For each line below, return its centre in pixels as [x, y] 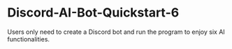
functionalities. [29, 39]
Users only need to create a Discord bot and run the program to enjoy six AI [116, 32]
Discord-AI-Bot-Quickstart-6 [93, 13]
